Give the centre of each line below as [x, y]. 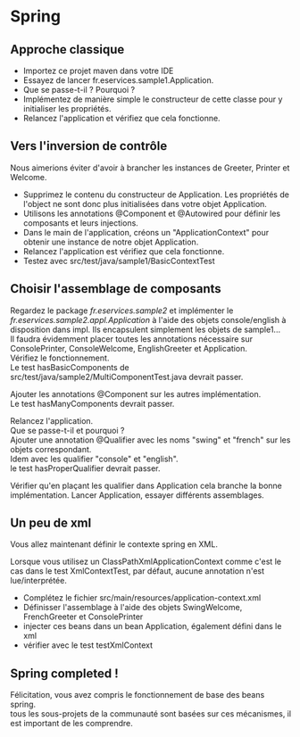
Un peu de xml [51, 523]
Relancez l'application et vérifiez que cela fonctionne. [122, 118]
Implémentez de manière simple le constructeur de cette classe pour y [153, 99]
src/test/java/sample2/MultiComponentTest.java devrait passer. [127, 377]
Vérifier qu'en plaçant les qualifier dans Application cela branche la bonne [146, 485]
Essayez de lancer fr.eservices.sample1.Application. [118, 80]
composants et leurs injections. [81, 223]
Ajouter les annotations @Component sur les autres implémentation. [136, 393]
